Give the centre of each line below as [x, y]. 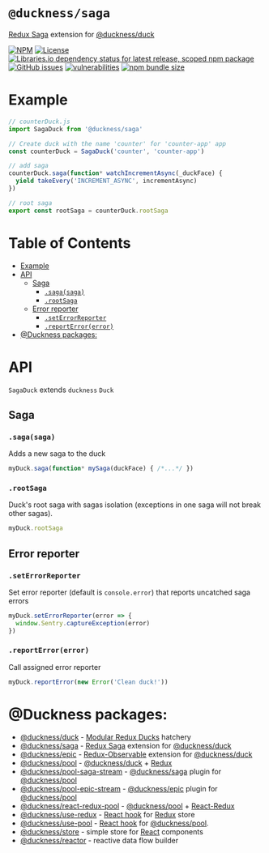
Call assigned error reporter [55, 667]
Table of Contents [70, 243]
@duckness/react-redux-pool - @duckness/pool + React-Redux [127, 806]
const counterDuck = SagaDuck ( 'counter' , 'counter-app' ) [107, 151]
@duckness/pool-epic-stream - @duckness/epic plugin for [119, 788]
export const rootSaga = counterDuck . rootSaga [88, 211]
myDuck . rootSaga [36, 528]
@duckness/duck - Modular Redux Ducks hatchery [106, 737]
